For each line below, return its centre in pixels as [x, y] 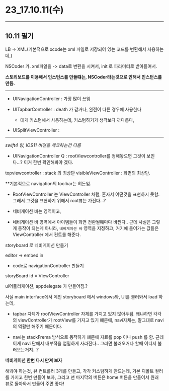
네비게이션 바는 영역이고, [37, 211]
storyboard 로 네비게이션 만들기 [37, 245]
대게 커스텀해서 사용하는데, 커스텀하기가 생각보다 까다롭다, [77, 120]
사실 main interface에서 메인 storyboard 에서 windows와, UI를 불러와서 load [81, 296]
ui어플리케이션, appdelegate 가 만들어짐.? [47, 286]
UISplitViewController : [36, 130]
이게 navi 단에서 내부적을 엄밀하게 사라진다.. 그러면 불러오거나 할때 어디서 [84, 343]
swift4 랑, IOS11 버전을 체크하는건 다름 [43, 145]
